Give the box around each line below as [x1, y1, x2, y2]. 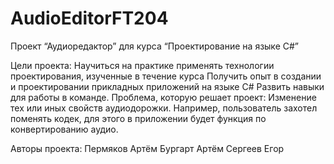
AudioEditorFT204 [10, 7, 169, 30]
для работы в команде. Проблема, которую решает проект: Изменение [10, 91, 317, 103]
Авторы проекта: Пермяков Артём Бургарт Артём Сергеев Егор [10, 142, 285, 154]
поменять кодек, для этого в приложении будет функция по [10, 112, 267, 124]
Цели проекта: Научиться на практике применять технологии [10, 59, 275, 71]
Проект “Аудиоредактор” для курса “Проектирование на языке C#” [10, 40, 299, 52]
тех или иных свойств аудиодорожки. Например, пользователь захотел [10, 102, 318, 114]
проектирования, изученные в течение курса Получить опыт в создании [10, 70, 322, 82]
